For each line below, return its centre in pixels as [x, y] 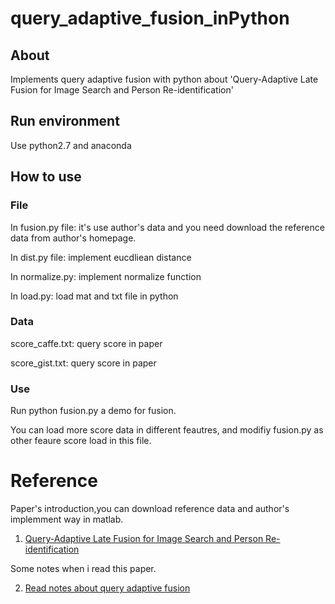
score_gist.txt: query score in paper [83, 363]
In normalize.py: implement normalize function [106, 276]
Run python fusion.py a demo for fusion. [93, 411]
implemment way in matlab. [67, 519]
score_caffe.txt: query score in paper [86, 343]
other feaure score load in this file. [81, 441]
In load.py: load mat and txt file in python [94, 296]
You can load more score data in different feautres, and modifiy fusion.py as [167, 430]
